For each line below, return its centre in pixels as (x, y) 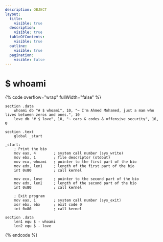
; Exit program (29, 196)
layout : (13, 14)
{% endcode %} (21, 235)
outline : (18, 46)
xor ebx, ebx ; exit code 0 (48, 205)
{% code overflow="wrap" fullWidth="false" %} (53, 97)
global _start (28, 136)
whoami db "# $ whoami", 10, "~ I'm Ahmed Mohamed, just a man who (84, 110)
